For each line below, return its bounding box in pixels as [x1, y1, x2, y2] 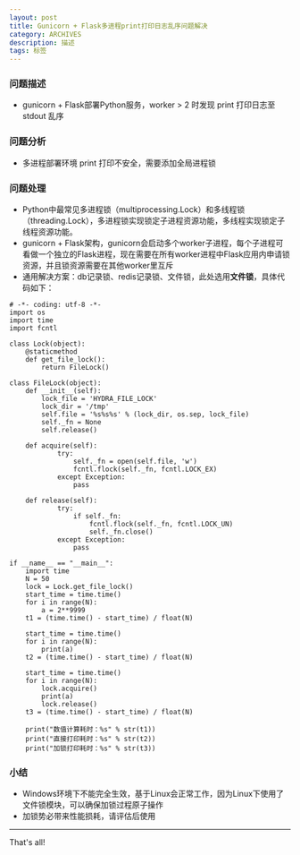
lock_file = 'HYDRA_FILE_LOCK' [41, 395, 158, 404]
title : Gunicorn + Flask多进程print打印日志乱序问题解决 [9, 21, 208, 30]
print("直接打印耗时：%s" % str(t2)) [25, 735, 156, 744]
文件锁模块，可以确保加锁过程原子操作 [21, 799, 163, 810]
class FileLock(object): [9, 379, 102, 388]
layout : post [9, 13, 58, 22]
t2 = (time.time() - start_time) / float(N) [25, 653, 194, 663]
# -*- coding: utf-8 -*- [9, 301, 102, 310]
